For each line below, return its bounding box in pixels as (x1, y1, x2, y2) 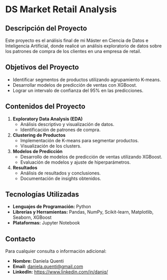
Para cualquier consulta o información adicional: (5, 248, 107, 254)
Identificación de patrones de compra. (20, 126, 101, 133)
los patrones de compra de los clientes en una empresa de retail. (5, 48, 142, 54)
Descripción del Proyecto (5, 24, 88, 33)
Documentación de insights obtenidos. (20, 175, 101, 182)
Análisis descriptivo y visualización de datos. (20, 121, 115, 127)
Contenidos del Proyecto (5, 102, 86, 111)
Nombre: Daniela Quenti (12, 258, 64, 264)
